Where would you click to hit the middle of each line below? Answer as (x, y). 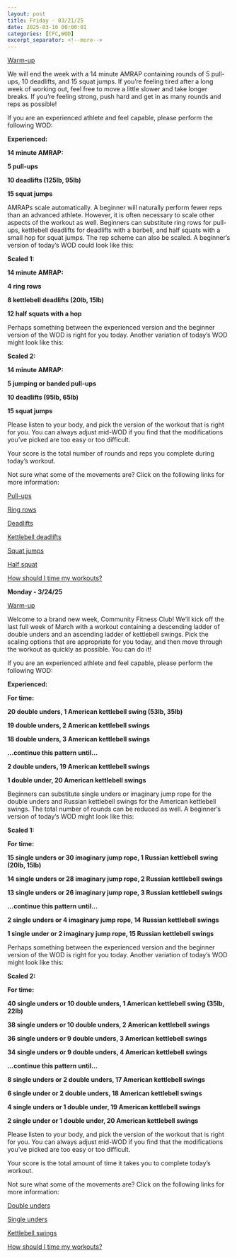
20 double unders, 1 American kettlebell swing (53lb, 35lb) (95, 712)
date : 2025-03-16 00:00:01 (47, 27)
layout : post (27, 14)
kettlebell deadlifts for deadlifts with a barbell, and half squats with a (121, 230)
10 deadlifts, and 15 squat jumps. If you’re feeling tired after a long (117, 81)
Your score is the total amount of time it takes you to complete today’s (109, 1163)
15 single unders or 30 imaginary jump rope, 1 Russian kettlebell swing (112, 858)
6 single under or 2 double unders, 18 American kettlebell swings (105, 1093)
